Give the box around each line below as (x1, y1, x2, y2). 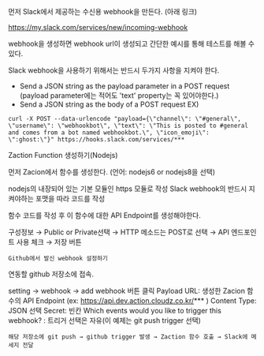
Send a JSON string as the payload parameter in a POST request (19, 81, 230, 91)
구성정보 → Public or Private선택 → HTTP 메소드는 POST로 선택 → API (8, 227, 230, 237)
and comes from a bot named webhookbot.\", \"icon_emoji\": (8, 129, 210, 137)
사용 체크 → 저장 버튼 (16, 238, 82, 246)
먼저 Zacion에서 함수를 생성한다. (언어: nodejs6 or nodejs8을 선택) (8, 167, 215, 176)
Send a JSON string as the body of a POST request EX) (19, 99, 199, 109)
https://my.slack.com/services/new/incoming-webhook (8, 23, 188, 32)
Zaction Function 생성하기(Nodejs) (8, 151, 118, 159)
